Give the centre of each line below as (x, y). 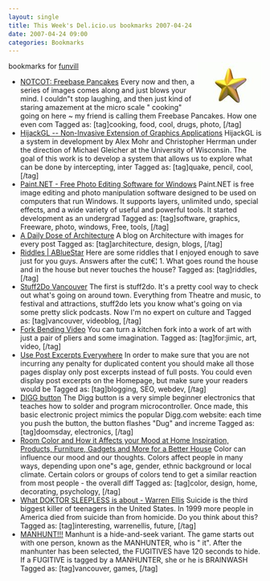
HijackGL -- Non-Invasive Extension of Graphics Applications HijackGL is (141, 133)
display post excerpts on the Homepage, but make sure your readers (134, 381)
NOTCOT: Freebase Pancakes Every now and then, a (107, 82)
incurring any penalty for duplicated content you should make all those (137, 364)
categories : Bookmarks (46, 43)
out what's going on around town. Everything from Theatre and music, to (140, 295)
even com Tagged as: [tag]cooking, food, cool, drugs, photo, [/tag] (131, 125)
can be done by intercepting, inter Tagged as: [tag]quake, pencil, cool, (136, 167)
